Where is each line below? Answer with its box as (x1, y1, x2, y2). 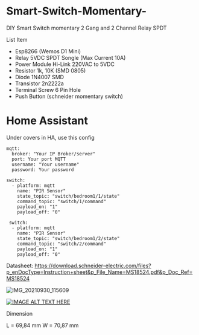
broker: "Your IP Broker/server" (11, 151, 96, 157)
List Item (6, 36, 28, 43)
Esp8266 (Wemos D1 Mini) (14, 47, 81, 55)
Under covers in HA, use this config (6, 134, 95, 141)
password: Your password (11, 166, 74, 173)
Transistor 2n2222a (14, 80, 65, 87)
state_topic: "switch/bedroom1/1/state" (17, 193, 120, 199)
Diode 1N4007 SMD (14, 73, 65, 80)
